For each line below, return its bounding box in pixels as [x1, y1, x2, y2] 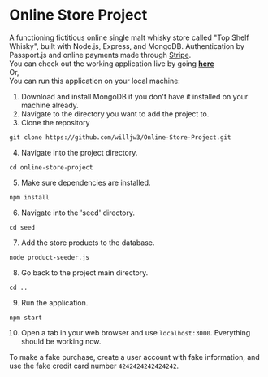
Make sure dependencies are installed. [20, 178, 151, 187]
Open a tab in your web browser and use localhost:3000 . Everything [20, 327, 251, 337]
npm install [9, 193, 50, 201]
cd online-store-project [9, 163, 93, 172]
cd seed [9, 223, 36, 231]
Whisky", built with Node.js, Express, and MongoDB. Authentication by [9, 41, 244, 50]
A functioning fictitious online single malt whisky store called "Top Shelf [9, 33, 250, 42]
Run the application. [20, 297, 89, 307]
